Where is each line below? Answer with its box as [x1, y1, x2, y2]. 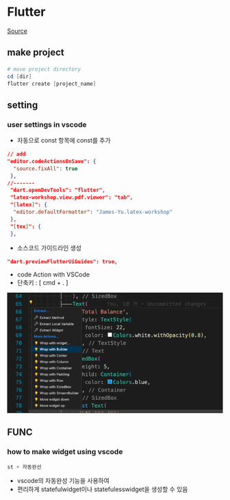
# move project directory [7, 66, 81, 73]
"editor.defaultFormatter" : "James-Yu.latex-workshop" [13, 209, 173, 216]
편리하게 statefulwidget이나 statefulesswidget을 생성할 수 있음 [16, 485, 188, 494]
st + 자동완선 [7, 464, 42, 471]
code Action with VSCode [16, 270, 90, 278]
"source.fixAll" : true [13, 165, 78, 172]
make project [7, 47, 64, 58]
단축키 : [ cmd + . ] [16, 278, 68, 287]
